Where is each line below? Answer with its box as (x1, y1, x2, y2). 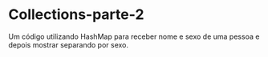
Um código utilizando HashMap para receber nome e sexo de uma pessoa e (8, 32, 260, 41)
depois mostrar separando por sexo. (8, 40, 128, 49)
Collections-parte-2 (8, 6, 144, 24)
